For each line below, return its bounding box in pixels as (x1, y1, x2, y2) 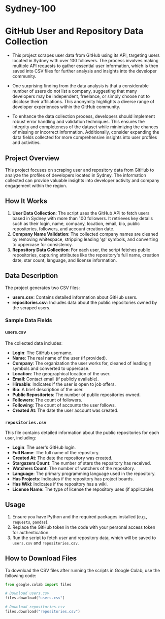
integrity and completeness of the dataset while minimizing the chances (12, 124, 159, 130)
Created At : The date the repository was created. (12, 455, 113, 461)
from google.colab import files (5, 582, 71, 587)
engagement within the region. (5, 182, 67, 188)
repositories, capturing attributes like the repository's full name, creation (12, 252, 159, 258)
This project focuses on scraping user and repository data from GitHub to (5, 167, 154, 173)
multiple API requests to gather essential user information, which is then (12, 63, 159, 69)
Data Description (5, 272, 58, 280)
